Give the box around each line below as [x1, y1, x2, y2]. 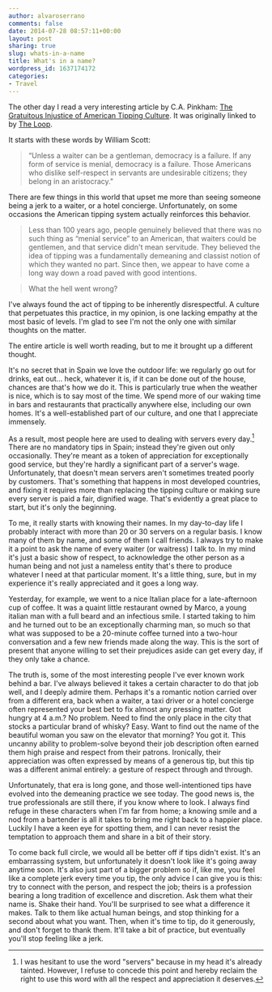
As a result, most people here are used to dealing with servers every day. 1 [8, 432, 255, 444]
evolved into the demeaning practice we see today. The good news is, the [8, 789, 255, 798]
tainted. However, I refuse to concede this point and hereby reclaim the [19, 965, 257, 976]
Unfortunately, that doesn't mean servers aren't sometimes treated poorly [8, 468, 255, 478]
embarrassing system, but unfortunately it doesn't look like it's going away [8, 856, 257, 866]
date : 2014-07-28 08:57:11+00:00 [8, 27, 121, 35]
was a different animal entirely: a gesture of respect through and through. [8, 764, 253, 774]
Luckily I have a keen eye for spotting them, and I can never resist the [8, 824, 240, 833]
